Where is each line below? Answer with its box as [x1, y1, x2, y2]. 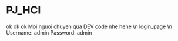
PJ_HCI [6, 4, 41, 17]
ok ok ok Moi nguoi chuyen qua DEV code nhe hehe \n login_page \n [6, 23, 172, 30]
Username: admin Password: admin [6, 29, 92, 36]
